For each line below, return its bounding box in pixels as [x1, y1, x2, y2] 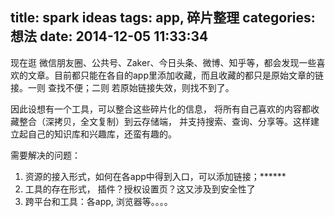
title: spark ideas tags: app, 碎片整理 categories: [10, 9, 316, 27]
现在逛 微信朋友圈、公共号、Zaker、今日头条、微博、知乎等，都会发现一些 [10, 56, 317, 68]
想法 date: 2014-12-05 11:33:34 [10, 28, 209, 45]
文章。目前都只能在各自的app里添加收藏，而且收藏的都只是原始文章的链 [27, 69, 325, 81]
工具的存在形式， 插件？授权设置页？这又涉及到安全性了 [24, 183, 256, 195]
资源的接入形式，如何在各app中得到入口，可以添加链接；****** [24, 170, 287, 182]
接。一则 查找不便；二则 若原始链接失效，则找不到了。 [10, 81, 235, 93]
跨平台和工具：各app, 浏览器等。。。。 [24, 195, 173, 207]
